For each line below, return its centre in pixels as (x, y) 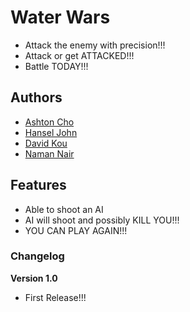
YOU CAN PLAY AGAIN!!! (76, 230)
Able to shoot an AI (64, 209)
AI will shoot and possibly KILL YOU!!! (102, 220)
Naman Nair (49, 153)
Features (38, 185)
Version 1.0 (34, 278)
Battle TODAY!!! (56, 66)
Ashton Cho (49, 122)
